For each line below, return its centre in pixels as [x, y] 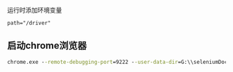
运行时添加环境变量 [35, 10]
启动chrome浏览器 [47, 46]
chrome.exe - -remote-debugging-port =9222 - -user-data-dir [93, 62]
